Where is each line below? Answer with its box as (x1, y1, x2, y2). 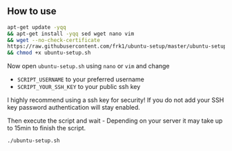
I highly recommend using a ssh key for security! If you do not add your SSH (7, 96, 224, 104)
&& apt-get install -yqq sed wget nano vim (7, 30, 135, 37)
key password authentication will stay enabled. (7, 103, 140, 112)
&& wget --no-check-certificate (7, 37, 100, 43)
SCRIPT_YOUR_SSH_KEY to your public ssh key (17, 83, 141, 91)
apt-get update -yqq (7, 23, 67, 30)
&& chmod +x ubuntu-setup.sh (7, 50, 91, 57)
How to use (7, 6, 57, 17)
